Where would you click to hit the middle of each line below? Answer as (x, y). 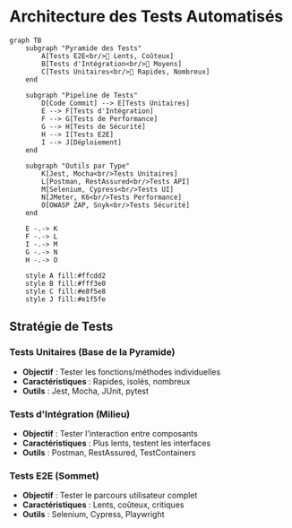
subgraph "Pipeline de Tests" (82, 95)
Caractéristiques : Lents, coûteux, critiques (103, 505)
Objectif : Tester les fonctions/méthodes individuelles (121, 372)
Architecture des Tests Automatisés (146, 17)
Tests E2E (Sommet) (55, 475)
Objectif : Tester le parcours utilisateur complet (110, 496)
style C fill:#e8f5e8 (65, 291)
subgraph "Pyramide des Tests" (84, 48)
